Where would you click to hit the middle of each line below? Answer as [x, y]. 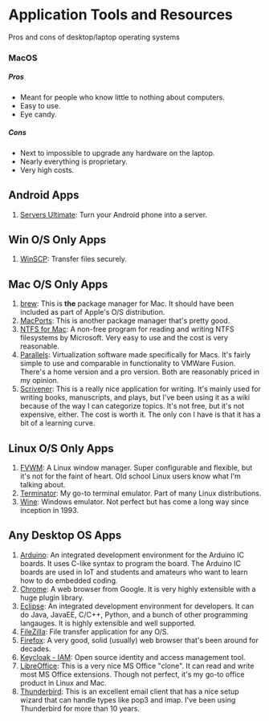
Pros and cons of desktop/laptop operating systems [94, 37]
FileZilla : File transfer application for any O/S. [94, 631]
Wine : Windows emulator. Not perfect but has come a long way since [134, 502]
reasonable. [40, 346]
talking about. [43, 485]
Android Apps [44, 196]
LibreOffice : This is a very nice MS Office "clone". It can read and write [137, 666]
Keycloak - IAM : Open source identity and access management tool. [133, 657]
